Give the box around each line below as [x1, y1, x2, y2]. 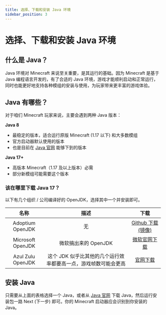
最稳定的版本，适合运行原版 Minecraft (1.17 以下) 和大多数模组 [12, 132, 138, 138]
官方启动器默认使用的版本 [12, 138, 65, 144]
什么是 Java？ [5, 56, 48, 64]
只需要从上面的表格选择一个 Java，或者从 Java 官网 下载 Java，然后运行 [5, 292, 153, 298]
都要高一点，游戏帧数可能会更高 [51, 260, 126, 267]
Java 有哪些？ [5, 98, 48, 106]
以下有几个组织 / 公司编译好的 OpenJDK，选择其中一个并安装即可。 [5, 196, 143, 203]
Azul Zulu [13, 253, 36, 260]
